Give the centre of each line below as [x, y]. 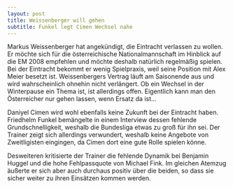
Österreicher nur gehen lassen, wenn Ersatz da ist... [82, 99]
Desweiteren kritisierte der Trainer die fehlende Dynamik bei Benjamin [108, 156]
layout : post [26, 14]
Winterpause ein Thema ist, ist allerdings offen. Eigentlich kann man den [111, 91]
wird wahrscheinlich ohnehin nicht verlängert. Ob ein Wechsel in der [106, 84]
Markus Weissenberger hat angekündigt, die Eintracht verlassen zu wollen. [115, 47]
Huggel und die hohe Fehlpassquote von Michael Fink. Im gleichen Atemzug [117, 163]
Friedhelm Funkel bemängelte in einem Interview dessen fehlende [102, 120]
